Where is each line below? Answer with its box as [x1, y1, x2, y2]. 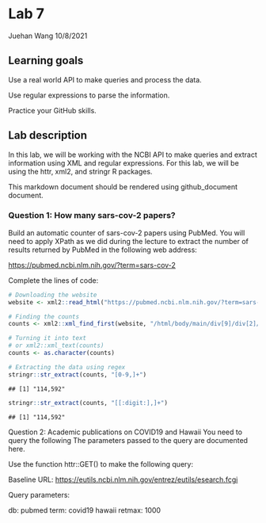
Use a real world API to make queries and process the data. [8, 74, 202, 84]
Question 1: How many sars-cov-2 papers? [8, 210, 176, 221]
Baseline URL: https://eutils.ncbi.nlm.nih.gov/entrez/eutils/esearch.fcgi [8, 475, 238, 484]
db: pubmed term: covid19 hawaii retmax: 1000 [8, 505, 161, 515]
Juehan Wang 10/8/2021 [8, 31, 88, 40]
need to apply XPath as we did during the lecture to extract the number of [8, 236, 249, 246]
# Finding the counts [8, 312, 80, 321]
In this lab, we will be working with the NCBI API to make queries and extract [8, 150, 257, 159]
